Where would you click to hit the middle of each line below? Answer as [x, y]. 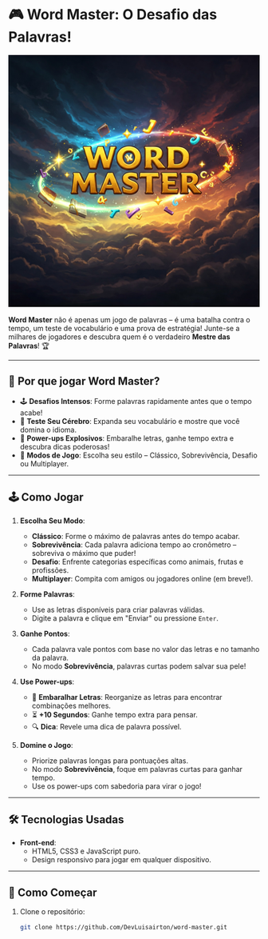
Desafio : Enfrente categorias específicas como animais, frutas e [138, 561]
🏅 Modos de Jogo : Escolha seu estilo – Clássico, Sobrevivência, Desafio [138, 455]
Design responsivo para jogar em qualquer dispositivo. [121, 860]
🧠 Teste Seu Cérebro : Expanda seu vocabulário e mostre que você [130, 421]
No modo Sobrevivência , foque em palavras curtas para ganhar [137, 769]
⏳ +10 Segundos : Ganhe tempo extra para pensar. [114, 714]
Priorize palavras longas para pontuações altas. [110, 761]
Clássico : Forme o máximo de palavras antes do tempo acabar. [136, 536]
